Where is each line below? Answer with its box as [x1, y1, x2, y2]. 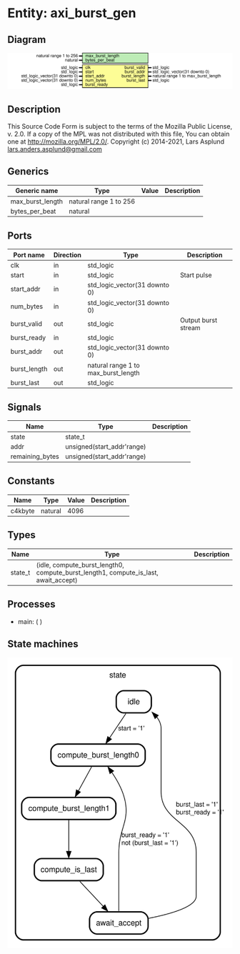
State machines [7, 638, 79, 650]
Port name [13, 250, 45, 259]
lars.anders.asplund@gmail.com [7, 145, 102, 154]
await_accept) [36, 575, 78, 584]
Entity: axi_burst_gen [7, 5, 136, 21]
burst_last [10, 378, 40, 387]
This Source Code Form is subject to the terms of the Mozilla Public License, [7, 122, 233, 131]
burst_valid [10, 319, 43, 328]
